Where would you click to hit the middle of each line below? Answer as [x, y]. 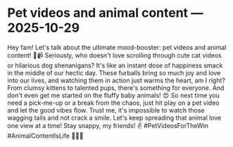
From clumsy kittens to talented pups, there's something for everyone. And [116, 88]
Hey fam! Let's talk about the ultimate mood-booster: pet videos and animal [117, 47]
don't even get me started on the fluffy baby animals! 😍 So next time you [114, 95]
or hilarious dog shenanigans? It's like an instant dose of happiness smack [115, 65]
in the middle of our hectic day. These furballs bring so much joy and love [114, 72]
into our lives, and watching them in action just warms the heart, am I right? [116, 80]
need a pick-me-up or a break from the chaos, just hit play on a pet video [113, 103]
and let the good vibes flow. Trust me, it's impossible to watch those [106, 110]
